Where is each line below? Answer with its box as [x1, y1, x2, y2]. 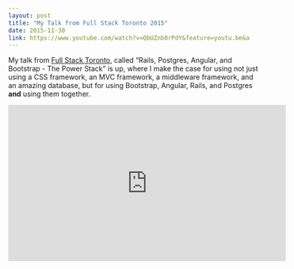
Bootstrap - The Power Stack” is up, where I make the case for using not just [8, 64, 259, 74]
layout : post [8, 11, 52, 20]
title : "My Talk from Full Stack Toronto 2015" [8, 19, 169, 27]
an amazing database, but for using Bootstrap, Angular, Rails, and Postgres [8, 81, 253, 90]
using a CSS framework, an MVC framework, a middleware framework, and [8, 72, 254, 82]
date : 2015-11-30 [8, 26, 66, 34]
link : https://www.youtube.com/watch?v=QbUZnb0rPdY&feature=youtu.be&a [8, 33, 250, 42]
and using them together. [8, 89, 91, 99]
